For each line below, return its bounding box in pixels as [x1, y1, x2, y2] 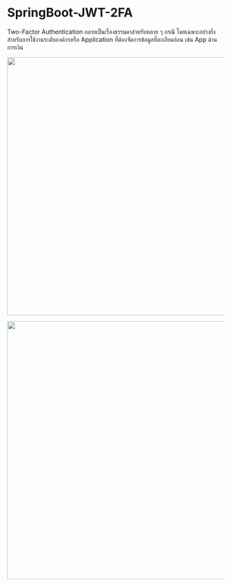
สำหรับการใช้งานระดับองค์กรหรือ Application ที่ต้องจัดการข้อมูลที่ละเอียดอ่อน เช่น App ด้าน [7, 35, 218, 43]
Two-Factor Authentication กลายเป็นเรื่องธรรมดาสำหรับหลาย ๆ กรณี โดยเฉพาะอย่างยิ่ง [7, 28, 216, 36]
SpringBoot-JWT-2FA [7, 5, 133, 21]
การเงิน [7, 43, 24, 51]
